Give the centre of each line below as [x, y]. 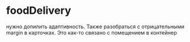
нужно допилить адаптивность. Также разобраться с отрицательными [95, 26]
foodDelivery [39, 11]
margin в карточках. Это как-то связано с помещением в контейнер [92, 32]
